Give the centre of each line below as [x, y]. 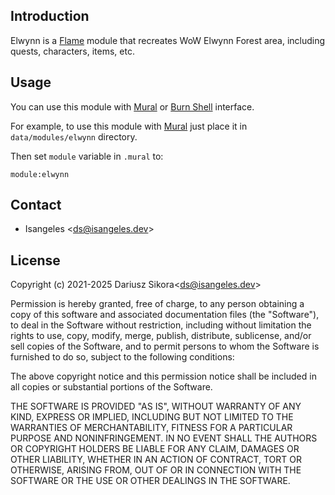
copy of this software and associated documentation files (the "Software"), [165, 315]
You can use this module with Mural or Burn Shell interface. [132, 106]
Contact [36, 205]
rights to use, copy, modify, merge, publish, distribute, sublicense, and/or [161, 336]
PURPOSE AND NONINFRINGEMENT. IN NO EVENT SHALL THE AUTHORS [164, 438]
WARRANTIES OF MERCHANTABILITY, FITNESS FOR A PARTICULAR [151, 428]
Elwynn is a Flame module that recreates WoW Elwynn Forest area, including [168, 40]
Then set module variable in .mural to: [87, 156]
